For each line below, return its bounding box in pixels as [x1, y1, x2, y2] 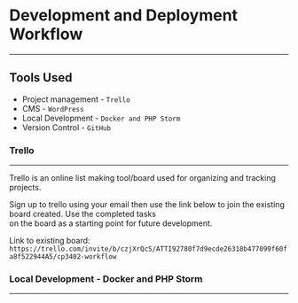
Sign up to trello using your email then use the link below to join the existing [9, 199, 286, 210]
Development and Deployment [9, 5, 238, 26]
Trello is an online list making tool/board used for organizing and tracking [9, 173, 277, 183]
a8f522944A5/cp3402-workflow [9, 252, 117, 261]
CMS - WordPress [21, 103, 84, 113]
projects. [9, 183, 42, 193]
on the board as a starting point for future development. [9, 218, 213, 229]
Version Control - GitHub [21, 121, 112, 133]
